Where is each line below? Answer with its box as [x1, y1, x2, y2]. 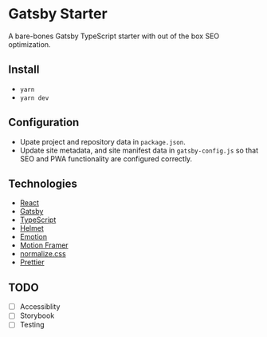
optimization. [8, 39, 51, 49]
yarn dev [19, 93, 49, 102]
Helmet [19, 224, 44, 233]
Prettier [19, 257, 45, 268]
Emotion [19, 232, 48, 242]
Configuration [8, 116, 80, 129]
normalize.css [19, 249, 66, 259]
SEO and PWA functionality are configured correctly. [19, 153, 193, 164]
